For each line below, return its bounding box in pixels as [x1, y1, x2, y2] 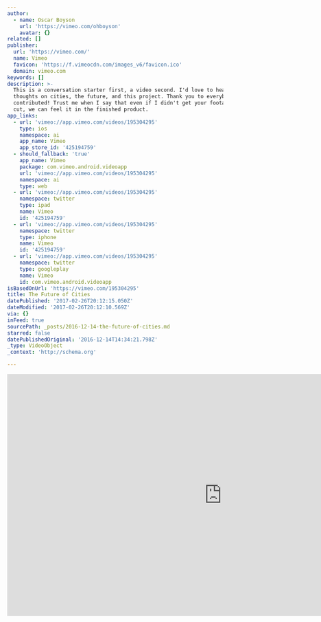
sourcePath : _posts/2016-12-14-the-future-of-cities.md [7, 323, 170, 330]
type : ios [19, 125, 48, 132]
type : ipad [19, 202, 51, 209]
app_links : [7, 112, 38, 119]
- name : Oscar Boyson [13, 16, 75, 23]
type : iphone [19, 234, 57, 241]
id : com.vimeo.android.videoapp [19, 278, 112, 285]
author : [7, 10, 29, 17]
